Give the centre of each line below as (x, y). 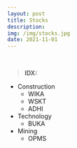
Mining (27, 131)
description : (26, 27)
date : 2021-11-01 (33, 40)
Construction (36, 87)
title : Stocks (28, 20)
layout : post (26, 14)
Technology (35, 117)
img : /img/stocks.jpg (39, 33)
